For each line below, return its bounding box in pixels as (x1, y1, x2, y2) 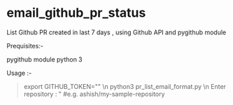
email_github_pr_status (6, 5, 146, 21)
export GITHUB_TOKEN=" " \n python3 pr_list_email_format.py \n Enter (23, 82, 227, 90)
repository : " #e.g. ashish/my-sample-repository (23, 90, 165, 98)
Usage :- (6, 69, 32, 77)
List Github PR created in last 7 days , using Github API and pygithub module (6, 28, 227, 36)
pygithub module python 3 (6, 55, 83, 64)
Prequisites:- (6, 41, 43, 50)
